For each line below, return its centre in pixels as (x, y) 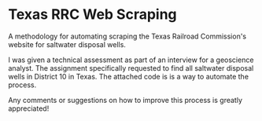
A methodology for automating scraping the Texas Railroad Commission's (127, 36)
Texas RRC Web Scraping (92, 15)
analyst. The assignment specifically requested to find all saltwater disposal (131, 68)
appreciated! (29, 108)
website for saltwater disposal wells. (67, 44)
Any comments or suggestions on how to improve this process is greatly (125, 100)
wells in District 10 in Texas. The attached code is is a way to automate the (129, 76)
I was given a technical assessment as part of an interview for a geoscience (131, 60)
